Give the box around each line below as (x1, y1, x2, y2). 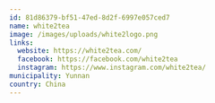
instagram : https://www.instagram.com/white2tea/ (17, 64, 206, 73)
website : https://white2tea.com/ (17, 47, 142, 56)
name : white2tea (9, 21, 70, 30)
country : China (9, 80, 66, 89)
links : (9, 38, 34, 47)
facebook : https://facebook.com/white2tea (17, 55, 178, 64)
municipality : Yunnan (9, 72, 90, 81)
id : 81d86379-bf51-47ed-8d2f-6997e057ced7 (9, 13, 170, 22)
